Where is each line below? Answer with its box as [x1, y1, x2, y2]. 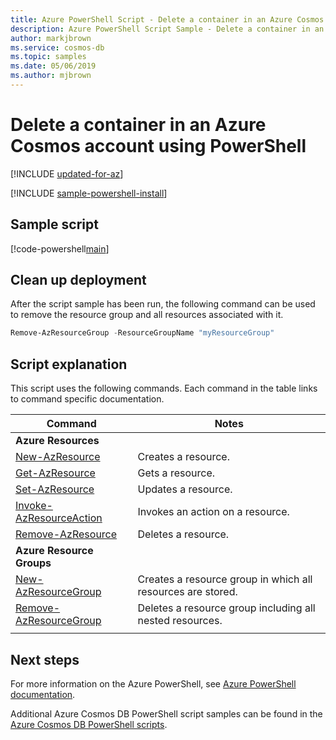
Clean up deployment [10, 272, 147, 289]
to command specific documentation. [10, 393, 165, 405]
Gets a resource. [137, 466, 216, 480]
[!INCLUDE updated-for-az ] [10, 167, 124, 180]
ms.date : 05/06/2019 [10, 61, 97, 71]
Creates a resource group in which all [137, 572, 313, 586]
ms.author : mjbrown [10, 71, 92, 81]
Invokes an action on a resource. [137, 505, 290, 519]
